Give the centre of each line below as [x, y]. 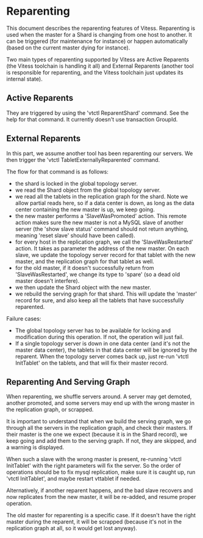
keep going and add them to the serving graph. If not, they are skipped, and [101, 441]
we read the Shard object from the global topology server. [88, 190]
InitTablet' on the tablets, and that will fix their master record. [91, 363]
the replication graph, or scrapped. [50, 410]
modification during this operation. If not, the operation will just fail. [99, 336]
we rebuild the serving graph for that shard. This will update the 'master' [106, 294]
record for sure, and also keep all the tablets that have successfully [99, 300]
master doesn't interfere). [47, 281]
